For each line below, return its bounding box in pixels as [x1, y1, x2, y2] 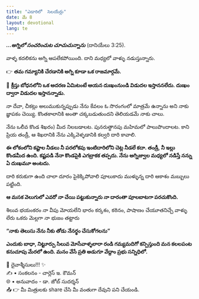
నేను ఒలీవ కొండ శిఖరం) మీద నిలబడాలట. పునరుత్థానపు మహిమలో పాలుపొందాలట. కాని [6, 123, 190, 131]
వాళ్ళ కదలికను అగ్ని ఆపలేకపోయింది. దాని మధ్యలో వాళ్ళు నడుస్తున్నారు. [6, 55, 155, 62]
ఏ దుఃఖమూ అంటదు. [6, 160, 50, 167]
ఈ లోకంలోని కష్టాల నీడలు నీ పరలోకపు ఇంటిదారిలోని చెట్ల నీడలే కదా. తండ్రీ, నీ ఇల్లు [6, 144, 175, 152]
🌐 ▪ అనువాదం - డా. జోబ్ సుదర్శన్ [6, 278, 79, 285]
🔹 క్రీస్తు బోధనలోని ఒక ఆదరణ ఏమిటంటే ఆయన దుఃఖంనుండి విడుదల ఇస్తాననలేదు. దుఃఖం [6, 81, 190, 89]
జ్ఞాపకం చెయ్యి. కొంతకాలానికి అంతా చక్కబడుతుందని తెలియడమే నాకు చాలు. [6, 111, 165, 118]
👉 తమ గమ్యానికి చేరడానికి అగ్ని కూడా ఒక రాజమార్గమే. [6, 68, 121, 75]
